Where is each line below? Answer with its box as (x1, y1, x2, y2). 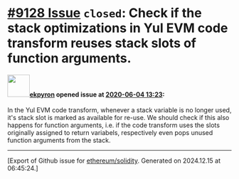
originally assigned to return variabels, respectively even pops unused (7, 129, 213, 137)
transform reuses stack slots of (7, 36, 197, 51)
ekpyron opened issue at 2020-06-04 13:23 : (29, 90, 165, 99)
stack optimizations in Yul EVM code (7, 20, 228, 36)
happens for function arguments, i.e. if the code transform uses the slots (7, 121, 221, 129)
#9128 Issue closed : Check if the (7, 5, 202, 21)
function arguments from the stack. (7, 136, 111, 145)
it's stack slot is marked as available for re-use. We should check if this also (7, 114, 230, 122)
